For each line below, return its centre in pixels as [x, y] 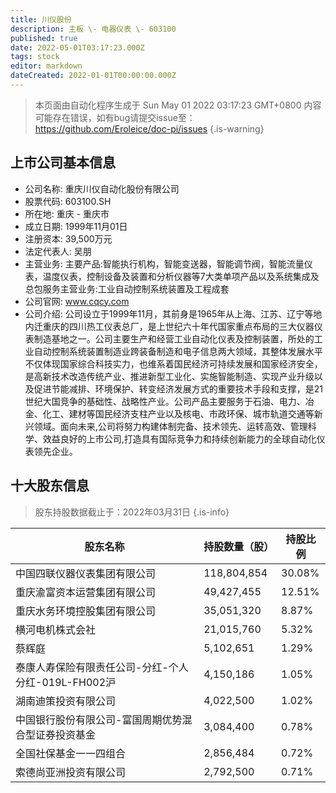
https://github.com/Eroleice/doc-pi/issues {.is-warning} [149, 128]
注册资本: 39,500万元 [68, 238]
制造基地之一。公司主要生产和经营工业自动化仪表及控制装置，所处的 [174, 338]
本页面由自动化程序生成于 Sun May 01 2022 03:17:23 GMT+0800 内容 [178, 105]
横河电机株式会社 [56, 629]
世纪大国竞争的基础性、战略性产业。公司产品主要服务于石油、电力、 [165, 401]
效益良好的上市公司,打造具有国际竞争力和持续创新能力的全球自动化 [179, 438]
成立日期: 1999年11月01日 [76, 226]
